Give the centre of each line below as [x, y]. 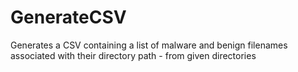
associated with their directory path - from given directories [133, 55]
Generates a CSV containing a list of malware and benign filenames [149, 45]
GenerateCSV [68, 17]
